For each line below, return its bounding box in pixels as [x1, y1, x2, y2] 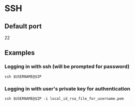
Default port [4, 22, 42, 30]
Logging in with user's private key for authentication [4, 85, 131, 92]
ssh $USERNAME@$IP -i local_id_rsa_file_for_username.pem [4, 96, 124, 101]
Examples [4, 49, 35, 57]
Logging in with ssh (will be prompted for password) [4, 63, 130, 70]
